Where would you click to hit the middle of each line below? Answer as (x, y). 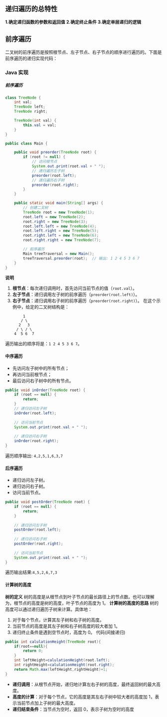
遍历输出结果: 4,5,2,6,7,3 (31, 573)
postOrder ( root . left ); (38, 530)
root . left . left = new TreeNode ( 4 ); (60, 226)
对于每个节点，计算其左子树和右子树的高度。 (58, 620)
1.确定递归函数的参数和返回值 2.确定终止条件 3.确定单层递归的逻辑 (73, 22)
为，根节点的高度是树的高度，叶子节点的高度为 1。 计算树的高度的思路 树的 (82, 603)
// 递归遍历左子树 (48, 171)
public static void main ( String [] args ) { (59, 203)
